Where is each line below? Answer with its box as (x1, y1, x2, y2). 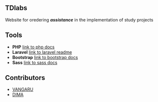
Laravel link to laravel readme (12, 49, 72, 55)
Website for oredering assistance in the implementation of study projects (5, 17, 154, 22)
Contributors (5, 74, 45, 82)
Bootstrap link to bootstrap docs (12, 54, 78, 60)
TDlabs (5, 4, 28, 12)
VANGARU (12, 86, 33, 92)
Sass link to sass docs (12, 60, 58, 65)
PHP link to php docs (12, 44, 55, 50)
